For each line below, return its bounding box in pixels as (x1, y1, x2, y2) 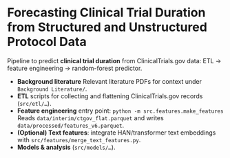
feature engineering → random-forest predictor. (7, 64, 143, 72)
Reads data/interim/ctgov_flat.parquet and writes (17, 113, 164, 122)
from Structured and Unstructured (7, 19, 208, 35)
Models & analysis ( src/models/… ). (17, 143, 116, 151)
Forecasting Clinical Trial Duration (7, 5, 206, 21)
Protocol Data (7, 34, 87, 49)
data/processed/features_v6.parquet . (17, 121, 125, 129)
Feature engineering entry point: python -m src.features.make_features (17, 106, 224, 115)
